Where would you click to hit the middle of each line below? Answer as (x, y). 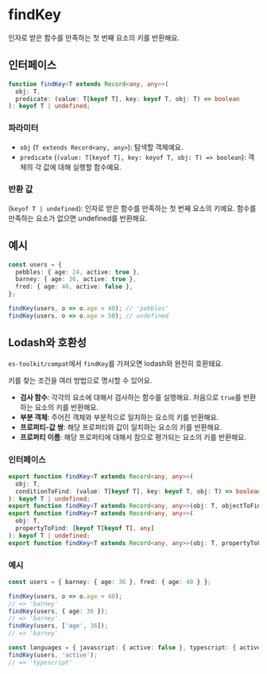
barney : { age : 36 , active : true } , (76, 279)
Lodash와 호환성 (48, 343)
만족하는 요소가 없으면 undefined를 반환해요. (78, 218)
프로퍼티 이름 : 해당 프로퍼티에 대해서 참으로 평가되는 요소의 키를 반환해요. (133, 437)
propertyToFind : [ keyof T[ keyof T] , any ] (85, 528)
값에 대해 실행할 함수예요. (82, 167)
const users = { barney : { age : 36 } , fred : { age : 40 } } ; (110, 582)
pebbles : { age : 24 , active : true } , (78, 272)
